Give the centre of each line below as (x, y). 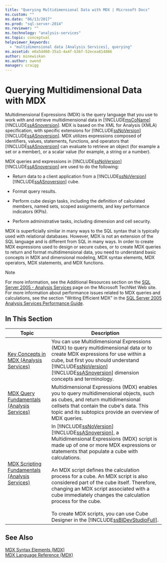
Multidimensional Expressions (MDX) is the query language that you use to (82, 115)
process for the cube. (77, 501)
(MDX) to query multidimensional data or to (102, 347)
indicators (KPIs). (30, 212)
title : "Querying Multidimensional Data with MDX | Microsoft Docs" (78, 10)
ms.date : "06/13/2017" (29, 19)
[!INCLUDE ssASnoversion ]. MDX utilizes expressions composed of (73, 136)
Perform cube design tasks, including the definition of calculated (79, 201)
